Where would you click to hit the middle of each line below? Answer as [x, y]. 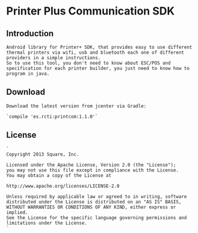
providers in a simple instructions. [54, 58]
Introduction [30, 34]
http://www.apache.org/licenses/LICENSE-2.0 [63, 186]
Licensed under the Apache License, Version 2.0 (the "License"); [91, 165]
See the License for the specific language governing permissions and [97, 218]
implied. [17, 212]
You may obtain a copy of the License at [59, 175]
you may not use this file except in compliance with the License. [93, 170]
